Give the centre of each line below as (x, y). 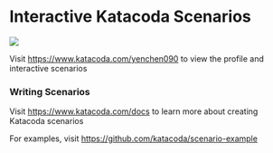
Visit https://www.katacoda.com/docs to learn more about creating (134, 111)
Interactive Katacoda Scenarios (130, 17)
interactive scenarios (48, 68)
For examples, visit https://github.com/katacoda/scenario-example (133, 139)
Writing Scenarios (50, 91)
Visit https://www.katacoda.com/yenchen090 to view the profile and (136, 58)
